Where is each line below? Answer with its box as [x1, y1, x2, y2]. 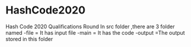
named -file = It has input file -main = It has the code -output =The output [5, 29, 185, 36]
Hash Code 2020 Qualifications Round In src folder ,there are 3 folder [5, 23, 175, 30]
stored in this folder [5, 35, 53, 42]
